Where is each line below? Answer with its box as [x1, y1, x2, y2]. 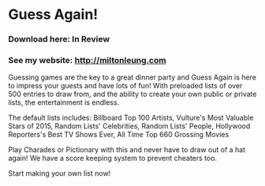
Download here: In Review [8, 34, 110, 45]
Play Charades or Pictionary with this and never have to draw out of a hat [8, 145, 246, 154]
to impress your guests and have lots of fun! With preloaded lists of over [8, 81, 243, 91]
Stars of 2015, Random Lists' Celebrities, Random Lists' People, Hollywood [8, 121, 251, 131]
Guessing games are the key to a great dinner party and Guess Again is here [8, 73, 256, 82]
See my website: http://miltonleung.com [8, 55, 167, 66]
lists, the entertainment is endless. [8, 98, 120, 107]
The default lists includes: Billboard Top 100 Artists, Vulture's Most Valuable [8, 113, 254, 123]
